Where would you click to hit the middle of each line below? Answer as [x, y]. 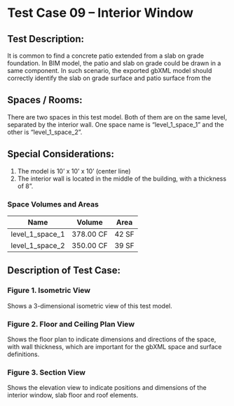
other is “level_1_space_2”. [45, 132]
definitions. [23, 354]
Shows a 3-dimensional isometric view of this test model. [90, 306]
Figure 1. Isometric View [49, 291]
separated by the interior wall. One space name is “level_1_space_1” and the [116, 124]
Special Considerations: [61, 154]
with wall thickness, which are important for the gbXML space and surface [115, 346]
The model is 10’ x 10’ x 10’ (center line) [74, 171]
